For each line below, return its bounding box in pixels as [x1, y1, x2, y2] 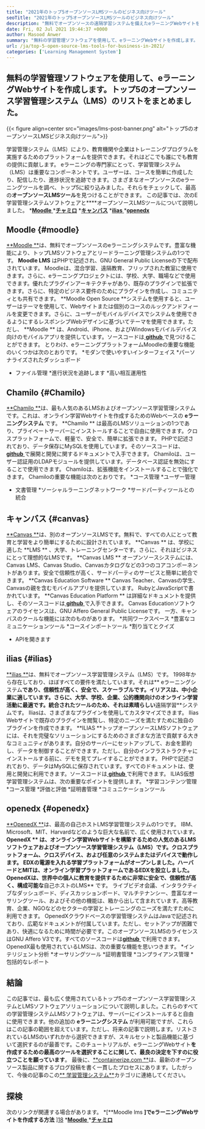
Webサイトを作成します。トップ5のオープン [14, 84, 181, 95]
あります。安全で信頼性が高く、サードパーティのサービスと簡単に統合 [16, 569, 193, 576]
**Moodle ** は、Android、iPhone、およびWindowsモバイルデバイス [23, 325, 197, 333]
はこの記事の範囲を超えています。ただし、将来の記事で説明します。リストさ [6, 1026, 198, 1033]
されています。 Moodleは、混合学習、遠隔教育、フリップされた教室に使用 [6, 264, 192, 272]
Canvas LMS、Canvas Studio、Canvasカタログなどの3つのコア [6, 561, 166, 569]
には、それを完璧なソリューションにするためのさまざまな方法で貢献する [6, 731, 188, 739]
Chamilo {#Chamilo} [6, 387, 85, 398]
